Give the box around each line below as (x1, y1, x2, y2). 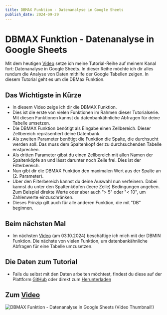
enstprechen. (12, 147, 40, 153)
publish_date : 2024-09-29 (5, 12, 59, 17)
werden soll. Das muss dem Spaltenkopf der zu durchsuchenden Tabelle (12, 141, 162, 147)
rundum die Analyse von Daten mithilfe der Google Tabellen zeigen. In (5, 71, 149, 77)
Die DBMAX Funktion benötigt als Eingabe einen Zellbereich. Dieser (12, 125, 151, 131)
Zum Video (5, 291, 40, 300)
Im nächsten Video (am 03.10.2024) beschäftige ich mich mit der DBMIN (12, 233, 161, 239)
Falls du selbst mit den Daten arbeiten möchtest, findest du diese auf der (12, 271, 162, 277)
